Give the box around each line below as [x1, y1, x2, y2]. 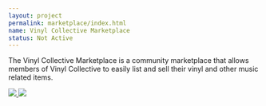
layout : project [8, 11, 62, 20]
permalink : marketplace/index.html [8, 19, 127, 27]
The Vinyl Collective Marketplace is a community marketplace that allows [8, 56, 249, 65]
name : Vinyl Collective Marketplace [8, 26, 130, 34]
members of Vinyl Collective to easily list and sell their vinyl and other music [8, 65, 259, 74]
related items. [8, 73, 54, 82]
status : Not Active [8, 33, 73, 42]
